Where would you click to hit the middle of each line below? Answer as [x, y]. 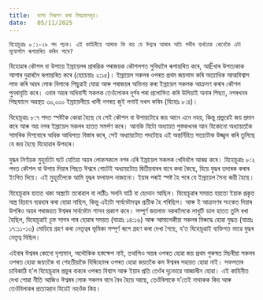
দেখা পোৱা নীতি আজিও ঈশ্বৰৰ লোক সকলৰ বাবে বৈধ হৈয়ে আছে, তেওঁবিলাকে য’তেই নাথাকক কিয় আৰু [120, 280]
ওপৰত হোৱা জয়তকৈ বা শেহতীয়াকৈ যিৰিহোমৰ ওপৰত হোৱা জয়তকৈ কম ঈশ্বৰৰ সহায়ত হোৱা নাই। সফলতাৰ [126, 261]
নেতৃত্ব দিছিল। [25, 237]
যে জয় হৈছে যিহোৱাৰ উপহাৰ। [43, 143]
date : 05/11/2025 [41, 23]
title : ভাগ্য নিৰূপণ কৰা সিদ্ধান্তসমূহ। [54, 15]
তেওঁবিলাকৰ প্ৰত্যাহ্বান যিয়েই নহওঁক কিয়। [55, 288]
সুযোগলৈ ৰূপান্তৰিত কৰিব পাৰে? [41, 51]
